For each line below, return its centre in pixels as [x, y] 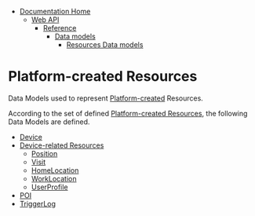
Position [44, 153]
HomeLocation [55, 170]
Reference [60, 28]
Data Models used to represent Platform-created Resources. [106, 98]
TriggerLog [38, 203]
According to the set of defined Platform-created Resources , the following [128, 113]
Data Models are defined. [49, 122]
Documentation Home [55, 11]
